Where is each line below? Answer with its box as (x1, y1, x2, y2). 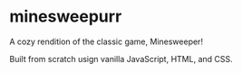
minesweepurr (9, 6, 122, 27)
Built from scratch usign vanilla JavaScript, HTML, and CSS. (9, 53, 233, 64)
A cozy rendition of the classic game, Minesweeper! (9, 36, 204, 47)
